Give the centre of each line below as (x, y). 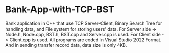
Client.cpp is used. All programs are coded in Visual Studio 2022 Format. (86, 40)
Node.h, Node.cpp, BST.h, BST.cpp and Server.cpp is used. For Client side (83, 34)
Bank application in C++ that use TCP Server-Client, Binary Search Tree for (84, 23)
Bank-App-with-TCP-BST (60, 9)
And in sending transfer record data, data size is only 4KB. (66, 45)
